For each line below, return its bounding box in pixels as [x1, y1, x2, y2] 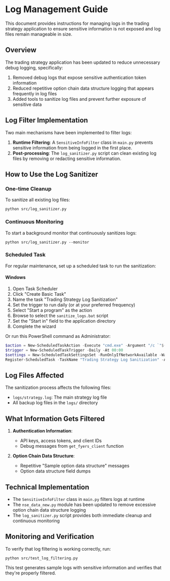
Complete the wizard [12, 323, 57, 330]
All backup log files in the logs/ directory [12, 400, 98, 406]
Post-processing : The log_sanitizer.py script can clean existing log [12, 150, 157, 156]
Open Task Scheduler [12, 286, 58, 292]
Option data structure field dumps [20, 468, 91, 474]
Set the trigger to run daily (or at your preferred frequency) [12, 302, 136, 308]
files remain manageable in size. [5, 31, 72, 37]
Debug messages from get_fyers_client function [20, 443, 124, 449]
